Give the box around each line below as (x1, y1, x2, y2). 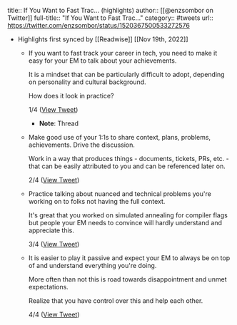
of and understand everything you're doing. (28, 262, 157, 269)
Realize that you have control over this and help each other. (28, 296, 203, 305)
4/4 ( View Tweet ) (28, 310, 80, 319)
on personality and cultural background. (28, 78, 146, 86)
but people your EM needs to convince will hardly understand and (28, 219, 223, 227)
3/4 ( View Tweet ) (28, 240, 80, 248)
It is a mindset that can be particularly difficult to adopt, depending (28, 71, 225, 78)
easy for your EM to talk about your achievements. (28, 56, 177, 65)
